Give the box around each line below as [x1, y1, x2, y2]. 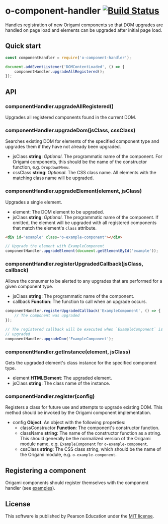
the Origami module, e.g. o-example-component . [20, 452, 117, 458]
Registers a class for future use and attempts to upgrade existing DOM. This [5, 404, 162, 410]
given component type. [5, 283, 54, 290]
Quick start [5, 42, 41, 50]
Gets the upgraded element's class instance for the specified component [5, 360, 157, 365]
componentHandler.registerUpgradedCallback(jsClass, [5, 260, 143, 268]
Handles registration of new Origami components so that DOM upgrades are [5, 22, 163, 28]
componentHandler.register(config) [5, 393, 95, 400]
